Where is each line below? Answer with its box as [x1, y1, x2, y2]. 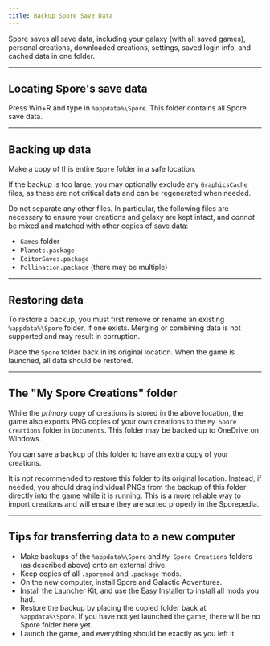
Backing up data [8, 143, 92, 156]
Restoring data [8, 293, 84, 307]
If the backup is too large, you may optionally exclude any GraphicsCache [8, 180, 248, 189]
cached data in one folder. [8, 51, 95, 60]
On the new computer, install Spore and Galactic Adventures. [19, 577, 223, 586]
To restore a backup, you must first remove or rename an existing [8, 315, 225, 325]
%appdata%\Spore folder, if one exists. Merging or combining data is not [8, 323, 241, 333]
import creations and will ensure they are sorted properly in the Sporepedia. [8, 499, 260, 508]
